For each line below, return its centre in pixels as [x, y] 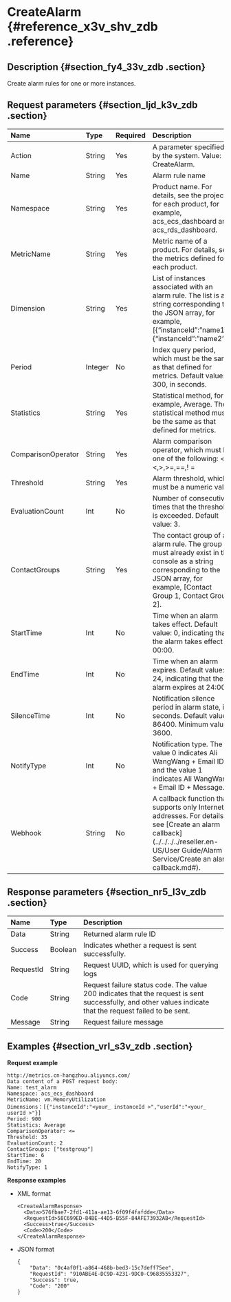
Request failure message [123, 1022]
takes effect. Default [185, 624]
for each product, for [186, 204]
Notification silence [184, 698]
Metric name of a [180, 241]
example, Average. [182, 404]
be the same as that [184, 421]
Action [21, 155]
